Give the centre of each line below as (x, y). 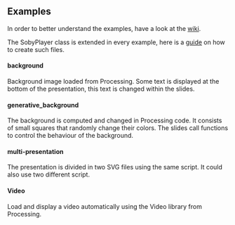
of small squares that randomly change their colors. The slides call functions (118, 128)
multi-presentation (35, 151)
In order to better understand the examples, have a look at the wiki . (104, 28)
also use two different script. (48, 174)
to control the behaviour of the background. (70, 136)
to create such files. (36, 49)
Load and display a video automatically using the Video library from (105, 206)
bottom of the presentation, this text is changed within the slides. (101, 89)
